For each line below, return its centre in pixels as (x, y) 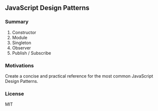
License (15, 94)
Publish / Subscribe (32, 53)
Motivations (19, 65)
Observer (22, 48)
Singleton (22, 43)
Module (20, 37)
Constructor (24, 32)
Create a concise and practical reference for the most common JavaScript (79, 76)
